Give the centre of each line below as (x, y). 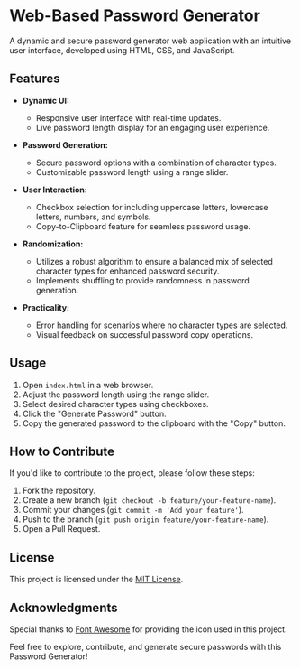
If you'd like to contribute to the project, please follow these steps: (132, 473)
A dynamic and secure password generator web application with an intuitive (150, 41)
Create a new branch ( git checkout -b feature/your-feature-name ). (149, 500)
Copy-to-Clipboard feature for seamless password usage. (143, 226)
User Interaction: (55, 190)
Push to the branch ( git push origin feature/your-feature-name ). (145, 519)
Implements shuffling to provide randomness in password (142, 280)
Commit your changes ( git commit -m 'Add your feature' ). (133, 510)
